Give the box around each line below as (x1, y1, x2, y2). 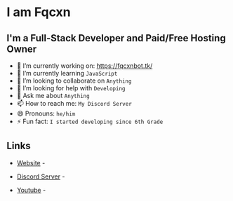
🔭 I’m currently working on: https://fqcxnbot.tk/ (16, 62, 153, 70)
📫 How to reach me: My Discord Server (16, 99, 133, 107)
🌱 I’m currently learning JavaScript (16, 69, 118, 77)
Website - (16, 158, 46, 167)
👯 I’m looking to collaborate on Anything (16, 76, 132, 85)
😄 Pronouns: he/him (16, 109, 76, 118)
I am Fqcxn (6, 4, 71, 20)
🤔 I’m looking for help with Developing (16, 84, 126, 92)
